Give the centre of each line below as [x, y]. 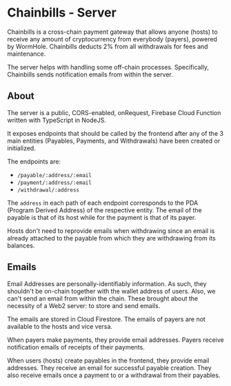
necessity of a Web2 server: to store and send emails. [84, 305]
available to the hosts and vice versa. [60, 326]
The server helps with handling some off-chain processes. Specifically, [108, 67]
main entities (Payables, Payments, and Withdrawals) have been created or [114, 141]
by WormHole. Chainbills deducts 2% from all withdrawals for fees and [108, 46]
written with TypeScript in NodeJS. [57, 120]
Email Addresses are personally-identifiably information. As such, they [107, 283]
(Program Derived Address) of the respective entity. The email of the [104, 210]
